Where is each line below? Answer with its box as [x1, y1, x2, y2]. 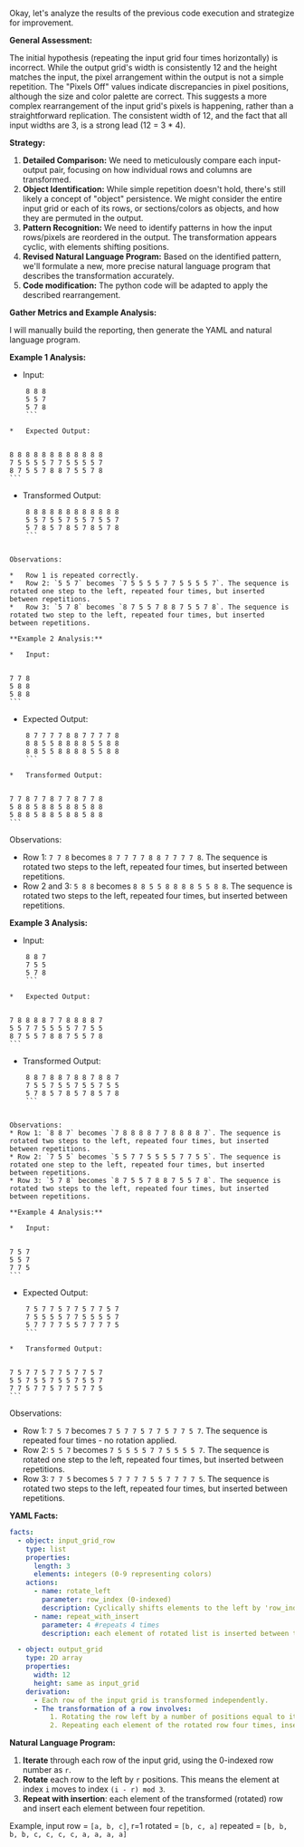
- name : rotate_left [33, 1587, 111, 1596]
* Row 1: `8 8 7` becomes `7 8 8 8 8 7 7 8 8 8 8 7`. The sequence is [9, 1129, 281, 1138]
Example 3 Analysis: [9, 918, 88, 928]
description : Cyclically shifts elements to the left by [42, 1603, 261, 1612]
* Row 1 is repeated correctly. [9, 571, 140, 580]
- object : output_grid [17, 1645, 103, 1654]
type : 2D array [25, 1653, 83, 1663]
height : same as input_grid [33, 1679, 140, 1688]
